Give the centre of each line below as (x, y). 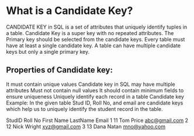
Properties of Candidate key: (59, 70)
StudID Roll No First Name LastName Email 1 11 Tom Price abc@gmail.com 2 (97, 120)
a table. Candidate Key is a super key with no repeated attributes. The (90, 33)
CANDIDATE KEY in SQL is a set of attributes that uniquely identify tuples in (97, 27)
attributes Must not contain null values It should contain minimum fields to (95, 90)
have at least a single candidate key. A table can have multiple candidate (93, 46)
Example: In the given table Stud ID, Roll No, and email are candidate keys (95, 103)
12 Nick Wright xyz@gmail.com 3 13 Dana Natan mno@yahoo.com (86, 126)
